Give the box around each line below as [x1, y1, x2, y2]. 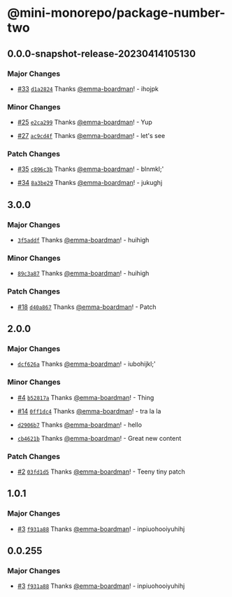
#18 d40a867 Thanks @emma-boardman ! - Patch [17, 303, 157, 311]
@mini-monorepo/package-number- [7, 5, 226, 21]
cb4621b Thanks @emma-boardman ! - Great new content [17, 434, 182, 442]
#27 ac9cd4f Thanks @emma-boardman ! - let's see [17, 132, 166, 140]
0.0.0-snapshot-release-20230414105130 [7, 48, 196, 60]
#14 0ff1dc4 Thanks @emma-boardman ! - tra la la [17, 406, 161, 415]
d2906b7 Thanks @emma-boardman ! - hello [17, 420, 142, 429]
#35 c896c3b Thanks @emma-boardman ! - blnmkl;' [17, 165, 164, 173]
